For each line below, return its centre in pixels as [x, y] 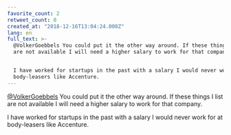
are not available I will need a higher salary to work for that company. [105, 103]
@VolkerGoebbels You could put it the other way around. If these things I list [115, 96]
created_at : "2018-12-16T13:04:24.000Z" [66, 26]
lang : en [20, 33]
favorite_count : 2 [33, 13]
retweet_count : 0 [32, 20]
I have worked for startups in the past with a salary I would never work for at [115, 117]
